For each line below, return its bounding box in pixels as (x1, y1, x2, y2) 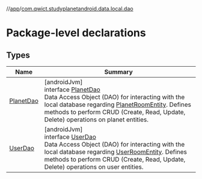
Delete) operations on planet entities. (44, 115, 149, 124)
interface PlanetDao (44, 85, 100, 94)
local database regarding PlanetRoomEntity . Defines (44, 100, 191, 109)
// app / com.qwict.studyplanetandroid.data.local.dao (6, 5, 133, 12)
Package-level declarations (6, 26, 146, 40)
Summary (104, 68, 133, 76)
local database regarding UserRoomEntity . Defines (44, 148, 188, 156)
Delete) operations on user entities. (44, 163, 144, 171)
